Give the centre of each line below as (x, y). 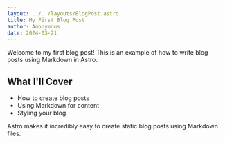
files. (14, 134)
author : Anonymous (34, 26)
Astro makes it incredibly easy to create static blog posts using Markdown (112, 126)
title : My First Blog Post (46, 20)
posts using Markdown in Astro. (53, 60)
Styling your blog (42, 113)
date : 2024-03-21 (32, 33)
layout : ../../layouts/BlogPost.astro (63, 13)
